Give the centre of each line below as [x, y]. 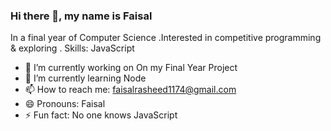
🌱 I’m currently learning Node [85, 78]
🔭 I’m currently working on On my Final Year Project [131, 68]
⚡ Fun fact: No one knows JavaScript [101, 115]
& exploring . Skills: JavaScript [72, 48]
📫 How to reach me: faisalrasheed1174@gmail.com [130, 90]
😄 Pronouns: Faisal [65, 104]
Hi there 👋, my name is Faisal [81, 16]
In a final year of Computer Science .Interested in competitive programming [166, 38]
